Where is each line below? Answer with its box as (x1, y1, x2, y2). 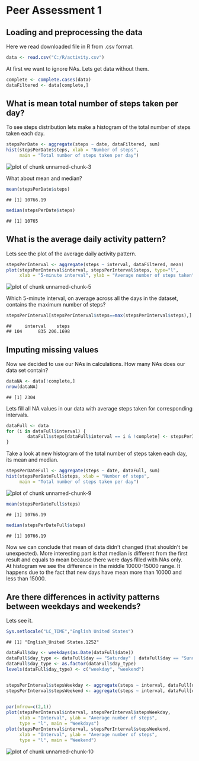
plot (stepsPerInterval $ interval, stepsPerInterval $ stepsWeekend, (6, 726, 171, 732)
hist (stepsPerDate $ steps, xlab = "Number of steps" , (6, 147, 139, 153)
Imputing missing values (6, 345, 99, 355)
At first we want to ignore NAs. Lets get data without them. (6, 65, 149, 72)
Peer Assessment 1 (6, 4, 102, 17)
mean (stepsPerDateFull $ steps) (6, 501, 81, 507)
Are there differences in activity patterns (6, 592, 160, 602)
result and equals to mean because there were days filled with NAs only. (6, 556, 182, 563)
